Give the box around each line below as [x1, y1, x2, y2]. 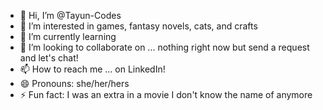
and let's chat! [19, 52, 79, 64]
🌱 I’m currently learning [19, 31, 117, 42]
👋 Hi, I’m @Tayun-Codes [19, 10, 122, 21]
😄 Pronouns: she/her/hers [19, 78, 130, 89]
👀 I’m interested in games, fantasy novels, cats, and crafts [19, 20, 258, 32]
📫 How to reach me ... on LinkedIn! [19, 63, 166, 75]
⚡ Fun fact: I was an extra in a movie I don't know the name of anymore [19, 89, 313, 100]
